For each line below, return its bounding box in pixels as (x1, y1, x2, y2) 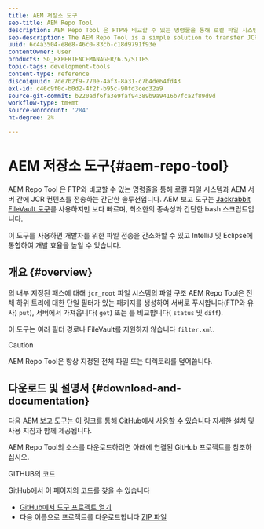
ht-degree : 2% (8, 114, 55, 122)
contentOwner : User (8, 48, 72, 56)
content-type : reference (8, 70, 90, 78)
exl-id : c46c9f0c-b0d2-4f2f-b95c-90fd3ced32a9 (8, 84, 163, 93)
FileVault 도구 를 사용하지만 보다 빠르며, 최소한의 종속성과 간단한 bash (8, 204, 222, 213)
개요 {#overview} (8, 266, 93, 279)
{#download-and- (91, 382, 182, 395)
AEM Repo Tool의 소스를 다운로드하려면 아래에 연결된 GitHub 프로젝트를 (8, 443, 232, 452)
